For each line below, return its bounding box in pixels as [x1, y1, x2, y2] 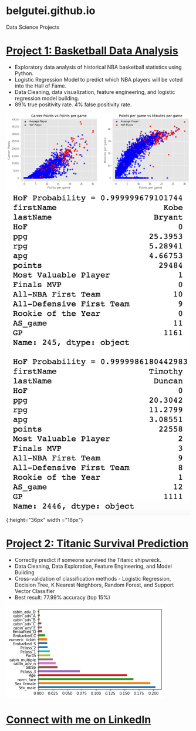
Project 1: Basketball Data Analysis [6, 44, 178, 58]
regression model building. [14, 95, 79, 102]
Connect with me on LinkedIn [6, 713, 151, 726]
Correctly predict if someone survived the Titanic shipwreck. [14, 556, 161, 563]
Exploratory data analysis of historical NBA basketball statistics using [14, 63, 182, 70]
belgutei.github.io [6, 4, 96, 18]
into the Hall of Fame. [14, 82, 66, 89]
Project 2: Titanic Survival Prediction [6, 537, 189, 550]
